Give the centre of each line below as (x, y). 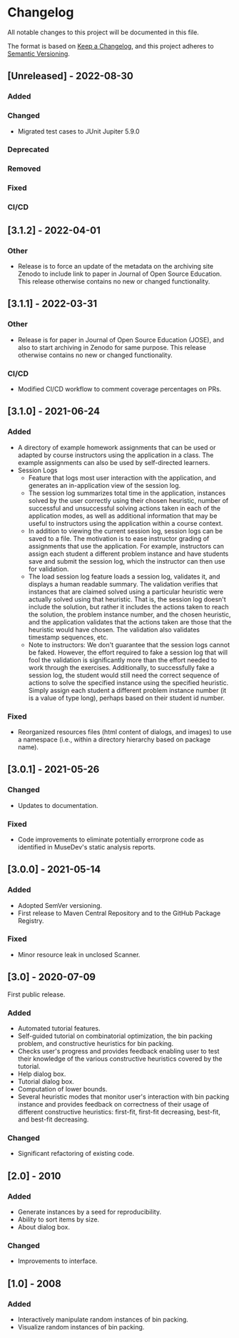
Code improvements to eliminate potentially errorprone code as (111, 839)
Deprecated (29, 149)
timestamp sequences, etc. (68, 637)
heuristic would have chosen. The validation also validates (114, 629)
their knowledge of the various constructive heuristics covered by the (120, 1059)
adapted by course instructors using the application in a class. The (116, 455)
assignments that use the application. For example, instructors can (126, 546)
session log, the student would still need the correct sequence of (124, 675)
